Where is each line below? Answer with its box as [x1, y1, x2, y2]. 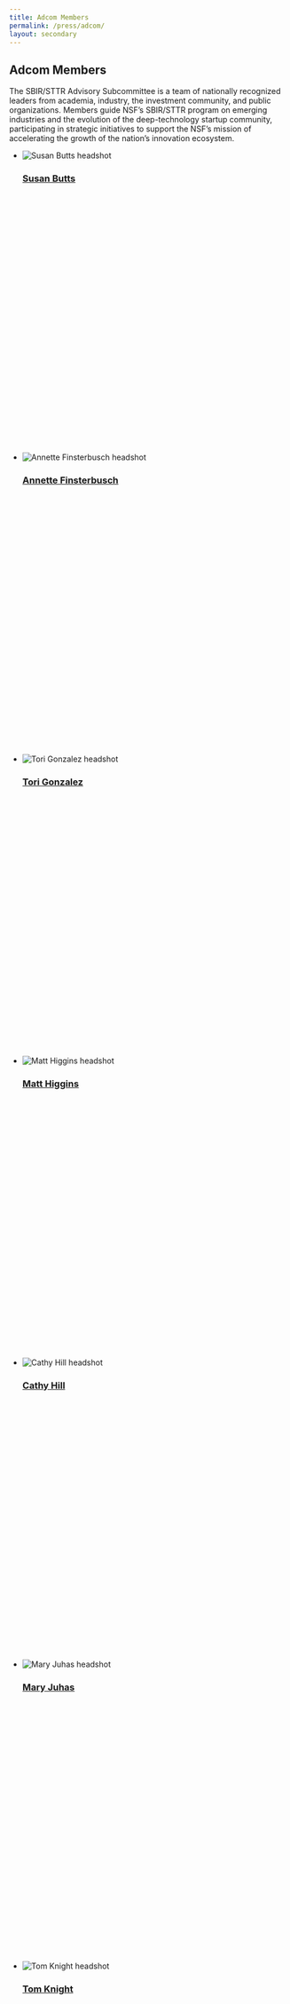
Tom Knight [21, 1983, 74, 1995]
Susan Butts [21, 172, 76, 185]
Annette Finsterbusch [21, 474, 119, 486]
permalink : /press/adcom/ [9, 21, 105, 30]
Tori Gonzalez [21, 776, 84, 788]
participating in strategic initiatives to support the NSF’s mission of [9, 123, 252, 134]
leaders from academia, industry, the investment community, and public [9, 95, 272, 107]
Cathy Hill [21, 1379, 66, 1392]
